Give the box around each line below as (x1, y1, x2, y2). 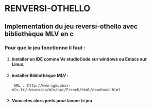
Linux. (11, 62, 25, 67)
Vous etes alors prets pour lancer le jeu (11, 97, 93, 103)
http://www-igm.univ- (27, 83, 71, 88)
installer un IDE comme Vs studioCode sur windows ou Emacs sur (11, 56, 147, 62)
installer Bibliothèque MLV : (11, 72, 69, 78)
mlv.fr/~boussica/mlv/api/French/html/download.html (11, 88, 121, 93)
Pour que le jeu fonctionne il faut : (4, 44, 86, 51)
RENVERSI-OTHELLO (4, 3, 91, 14)
